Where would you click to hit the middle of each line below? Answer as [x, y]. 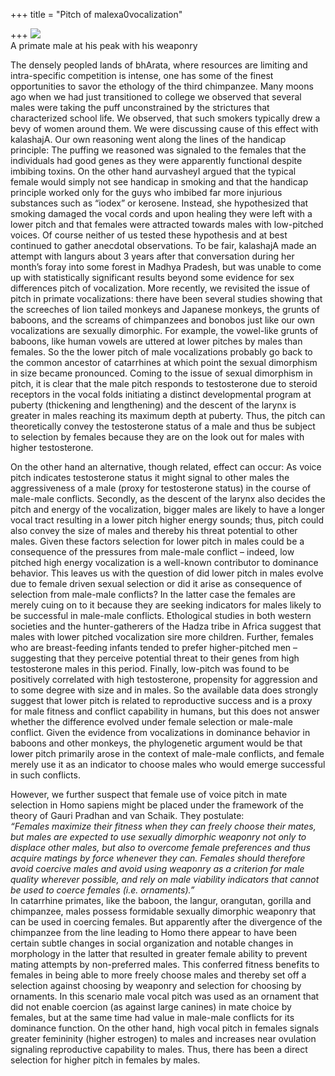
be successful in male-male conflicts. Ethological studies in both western [161, 615]
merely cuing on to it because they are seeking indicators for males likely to [166, 605]
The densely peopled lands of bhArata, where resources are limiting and [159, 65]
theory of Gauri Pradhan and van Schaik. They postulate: [127, 815]
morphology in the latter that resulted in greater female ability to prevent [159, 953]
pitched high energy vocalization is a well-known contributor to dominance [164, 562]
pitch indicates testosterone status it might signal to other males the [150, 477]
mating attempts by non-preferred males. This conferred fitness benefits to [165, 964]
